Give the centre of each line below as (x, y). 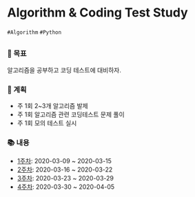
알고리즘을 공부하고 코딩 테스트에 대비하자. (64, 70)
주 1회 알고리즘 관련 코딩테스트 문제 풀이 (71, 114)
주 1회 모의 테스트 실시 (47, 123)
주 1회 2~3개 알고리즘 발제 (52, 106)
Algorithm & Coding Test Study (97, 13)
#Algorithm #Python (34, 32)
